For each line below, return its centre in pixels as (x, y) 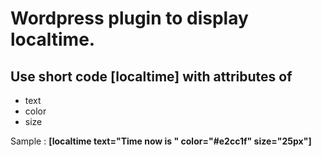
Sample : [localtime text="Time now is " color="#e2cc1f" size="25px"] (161, 141)
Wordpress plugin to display (129, 18)
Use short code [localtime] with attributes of (151, 76)
